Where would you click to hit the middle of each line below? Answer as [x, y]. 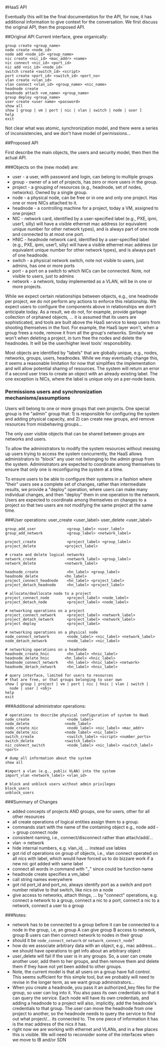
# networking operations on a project [45, 611]
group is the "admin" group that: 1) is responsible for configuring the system [82, 414]
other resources [29, 817]
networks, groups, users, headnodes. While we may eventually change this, [82, 358]
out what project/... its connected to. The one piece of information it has [85, 1019]
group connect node [37, 832]
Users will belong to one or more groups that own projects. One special [77, 409]
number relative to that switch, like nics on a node [63, 890]
